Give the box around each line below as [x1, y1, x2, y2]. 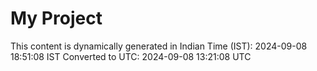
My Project [10, 7, 103, 30]
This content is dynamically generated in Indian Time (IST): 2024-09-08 [10, 40, 308, 52]
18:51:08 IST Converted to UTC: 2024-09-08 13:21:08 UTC [10, 50, 252, 62]
